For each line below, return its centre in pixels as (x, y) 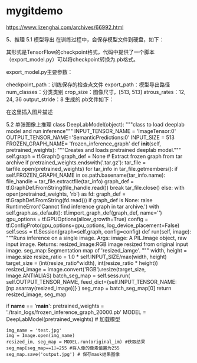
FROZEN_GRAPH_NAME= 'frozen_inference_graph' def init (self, (83, 144)
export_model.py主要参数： (40, 72)
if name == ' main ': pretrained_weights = (55, 306)
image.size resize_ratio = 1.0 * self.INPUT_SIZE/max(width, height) (86, 257)
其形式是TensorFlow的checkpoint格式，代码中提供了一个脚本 (81, 52)
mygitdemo (35, 11)
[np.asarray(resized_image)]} (42, 288)
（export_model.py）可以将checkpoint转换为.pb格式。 (72, 59)
